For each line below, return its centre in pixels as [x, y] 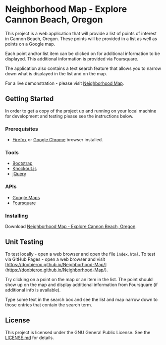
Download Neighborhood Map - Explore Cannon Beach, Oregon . [71, 226]
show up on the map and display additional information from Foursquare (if [82, 285]
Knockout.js [25, 169]
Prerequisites [22, 129]
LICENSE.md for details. [29, 338]
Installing [17, 216]
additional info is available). [33, 290]
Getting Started [29, 99]
